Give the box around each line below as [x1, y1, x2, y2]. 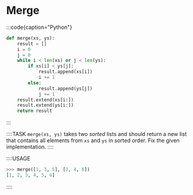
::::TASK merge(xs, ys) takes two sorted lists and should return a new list [6, 131, 187, 138]
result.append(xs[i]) [38, 69, 93, 75]
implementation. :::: [6, 143, 54, 150]
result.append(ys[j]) [38, 85, 93, 91]
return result [17, 108, 52, 114]
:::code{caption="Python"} [6, 23, 73, 31]
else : [28, 79, 42, 86]
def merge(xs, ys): [6, 35, 55, 41]
